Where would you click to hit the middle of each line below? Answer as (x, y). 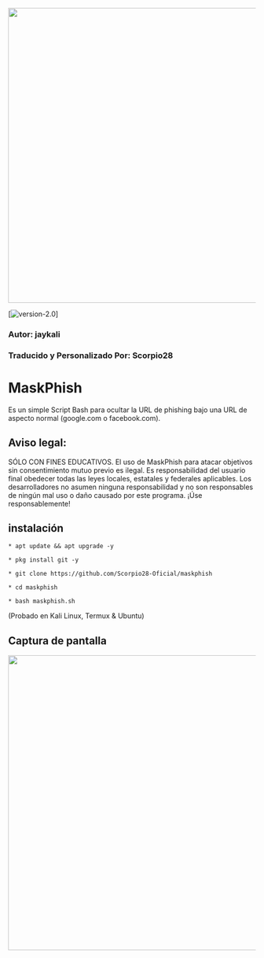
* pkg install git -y (44, 560)
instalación (36, 528)
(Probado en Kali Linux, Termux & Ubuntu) (76, 616)
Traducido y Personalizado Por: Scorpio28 (91, 356)
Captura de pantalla (58, 641)
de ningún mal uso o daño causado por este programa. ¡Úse (105, 495)
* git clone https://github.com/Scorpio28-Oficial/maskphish (110, 574)
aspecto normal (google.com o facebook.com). (84, 418)
